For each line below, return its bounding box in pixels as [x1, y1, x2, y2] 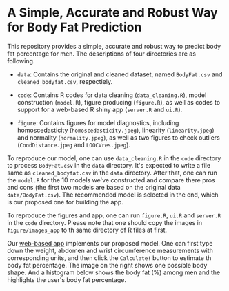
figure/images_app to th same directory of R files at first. [7, 226, 168, 234]
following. [7, 56, 35, 65]
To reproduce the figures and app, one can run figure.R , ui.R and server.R [7, 211, 221, 219]
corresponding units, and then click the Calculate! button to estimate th [7, 253, 212, 262]
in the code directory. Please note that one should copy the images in [7, 218, 202, 226]
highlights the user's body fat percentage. [7, 275, 126, 283]
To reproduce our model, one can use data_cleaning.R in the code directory [7, 153, 221, 162]
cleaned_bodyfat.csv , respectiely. [17, 77, 112, 85]
